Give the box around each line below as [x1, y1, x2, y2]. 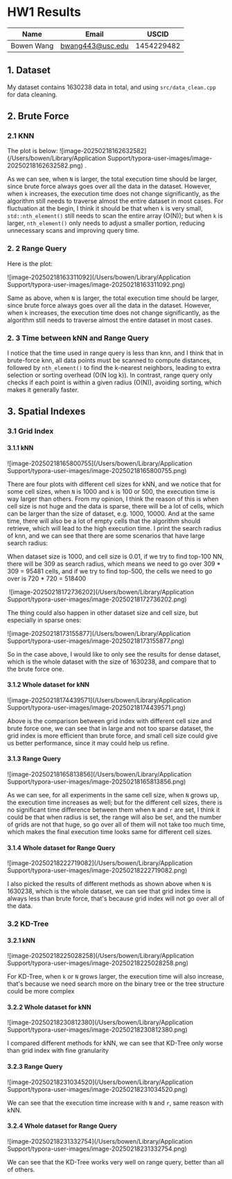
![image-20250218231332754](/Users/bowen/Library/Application [7, 1137, 193, 1145]
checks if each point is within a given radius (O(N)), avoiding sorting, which [7, 378, 222, 387]
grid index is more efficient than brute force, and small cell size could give [7, 732, 218, 740]
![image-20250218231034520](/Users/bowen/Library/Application [7, 1078, 194, 1086]
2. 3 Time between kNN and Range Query [7, 333, 149, 343]
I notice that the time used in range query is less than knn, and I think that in [7, 349, 224, 357]
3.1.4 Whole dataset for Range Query [7, 843, 116, 852]
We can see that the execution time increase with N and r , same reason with [7, 1099, 224, 1107]
